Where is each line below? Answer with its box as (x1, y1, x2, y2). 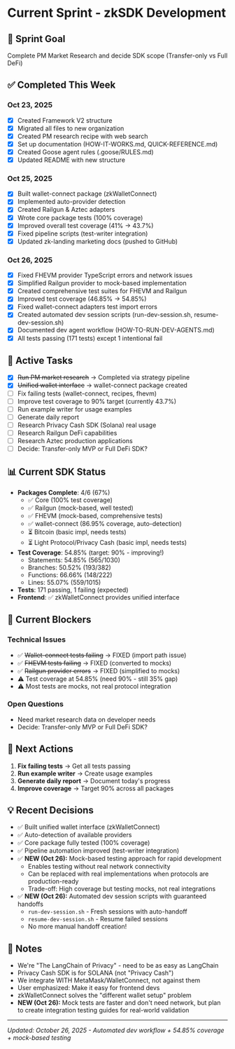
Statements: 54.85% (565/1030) (27, 555, 120, 564)
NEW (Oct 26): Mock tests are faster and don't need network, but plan (17, 999, 221, 1007)
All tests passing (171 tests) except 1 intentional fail (17, 334, 163, 342)
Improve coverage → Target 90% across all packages (17, 784, 174, 792)
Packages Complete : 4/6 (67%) (17, 488, 111, 496)
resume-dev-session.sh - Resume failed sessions (27, 915, 169, 923)
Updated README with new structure (17, 156, 126, 164)
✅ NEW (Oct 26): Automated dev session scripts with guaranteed (17, 892, 207, 900)
